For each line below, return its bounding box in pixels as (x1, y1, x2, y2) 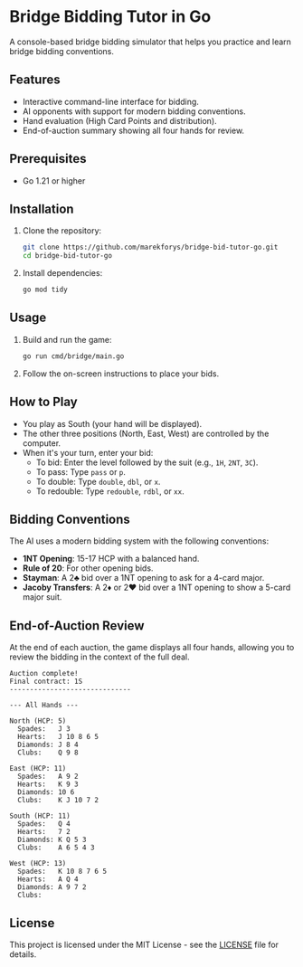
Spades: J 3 (17, 725, 71, 734)
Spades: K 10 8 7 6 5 (17, 867, 107, 877)
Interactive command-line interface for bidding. (22, 96, 199, 107)
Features (9, 72, 61, 88)
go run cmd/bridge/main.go (22, 351, 125, 361)
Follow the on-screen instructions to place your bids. (22, 368, 220, 379)
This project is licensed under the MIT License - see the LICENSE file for (9, 939, 279, 950)
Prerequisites (9, 151, 87, 166)
